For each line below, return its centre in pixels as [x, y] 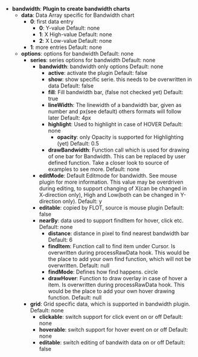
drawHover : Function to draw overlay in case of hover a [118, 278]
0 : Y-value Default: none [69, 28]
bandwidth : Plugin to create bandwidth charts [71, 9]
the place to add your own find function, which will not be [120, 259]
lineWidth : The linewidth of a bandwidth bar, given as [115, 105]
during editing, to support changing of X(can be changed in [113, 188]
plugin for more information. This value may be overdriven [111, 182]
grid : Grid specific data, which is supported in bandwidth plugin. [110, 304]
